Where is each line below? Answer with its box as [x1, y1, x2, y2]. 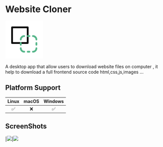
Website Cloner [5, 4, 72, 15]
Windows [43, 99, 64, 105]
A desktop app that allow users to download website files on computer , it [5, 63, 158, 69]
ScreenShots [5, 122, 47, 131]
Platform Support [5, 83, 61, 92]
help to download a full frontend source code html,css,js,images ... [5, 69, 144, 75]
